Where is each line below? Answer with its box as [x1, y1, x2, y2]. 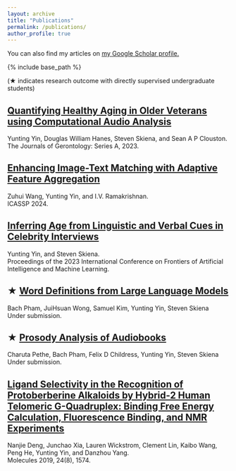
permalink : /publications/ [7, 23, 87, 30]
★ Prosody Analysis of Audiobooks [7, 331, 167, 343]
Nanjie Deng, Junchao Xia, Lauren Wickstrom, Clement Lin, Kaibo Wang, [7, 441, 218, 450]
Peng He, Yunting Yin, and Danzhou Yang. [7, 448, 130, 457]
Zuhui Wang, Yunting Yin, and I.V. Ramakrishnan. [7, 192, 149, 200]
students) [7, 84, 35, 92]
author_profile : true [7, 30, 71, 37]
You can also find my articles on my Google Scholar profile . [7, 49, 180, 58]
